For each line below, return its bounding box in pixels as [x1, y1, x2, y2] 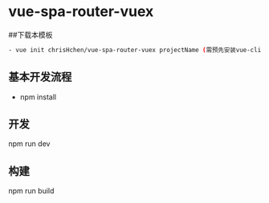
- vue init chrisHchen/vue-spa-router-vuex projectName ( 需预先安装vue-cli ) [8, 46, 265, 54]
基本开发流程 [8, 71, 72, 84]
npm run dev [8, 139, 51, 148]
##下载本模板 [8, 30, 53, 39]
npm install [19, 91, 57, 102]
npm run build [8, 186, 55, 196]
